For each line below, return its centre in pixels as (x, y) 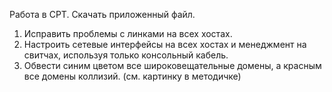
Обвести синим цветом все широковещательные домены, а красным (172, 65)
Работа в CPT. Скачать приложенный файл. (102, 14)
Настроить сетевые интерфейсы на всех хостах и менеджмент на (165, 44)
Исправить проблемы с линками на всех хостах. (128, 33)
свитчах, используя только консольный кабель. (126, 55)
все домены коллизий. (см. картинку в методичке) (132, 76)
